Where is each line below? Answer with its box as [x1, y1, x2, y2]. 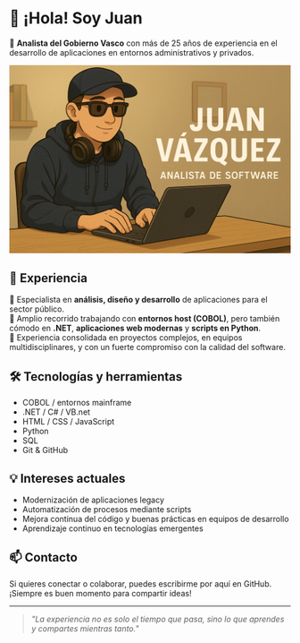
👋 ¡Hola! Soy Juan [9, 8, 143, 29]
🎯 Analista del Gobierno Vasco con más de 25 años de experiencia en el [9, 38, 279, 48]
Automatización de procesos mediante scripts [21, 504, 192, 515]
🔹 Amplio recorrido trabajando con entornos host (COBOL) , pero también [9, 313, 280, 324]
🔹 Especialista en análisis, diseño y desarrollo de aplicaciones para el [9, 295, 268, 305]
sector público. [9, 304, 65, 314]
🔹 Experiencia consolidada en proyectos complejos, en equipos [9, 332, 243, 343]
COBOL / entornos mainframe [21, 398, 132, 408]
